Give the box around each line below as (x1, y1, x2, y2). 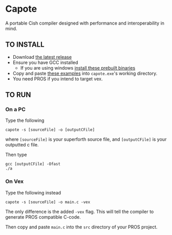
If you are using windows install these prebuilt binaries (20, 65, 136, 71)
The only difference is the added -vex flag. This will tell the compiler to (5, 208, 154, 215)
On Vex (5, 178, 24, 185)
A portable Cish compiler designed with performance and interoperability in (5, 20, 165, 26)
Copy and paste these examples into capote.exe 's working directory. (12, 70, 158, 76)
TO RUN (5, 91, 31, 99)
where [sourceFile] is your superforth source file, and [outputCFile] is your (5, 136, 167, 142)
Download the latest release (12, 54, 72, 60)
